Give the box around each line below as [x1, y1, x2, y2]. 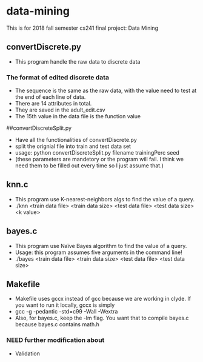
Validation [15, 350, 41, 357]
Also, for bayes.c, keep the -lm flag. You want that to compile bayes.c [15, 314, 189, 322]
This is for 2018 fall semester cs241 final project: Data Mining [6, 24, 159, 32]
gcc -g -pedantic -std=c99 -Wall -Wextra [15, 308, 118, 315]
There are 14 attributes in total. [15, 100, 92, 107]
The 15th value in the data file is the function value [15, 113, 141, 120]
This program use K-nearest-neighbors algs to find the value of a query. [15, 195, 195, 203]
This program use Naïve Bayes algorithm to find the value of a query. [15, 242, 187, 249]
